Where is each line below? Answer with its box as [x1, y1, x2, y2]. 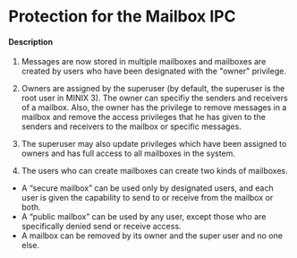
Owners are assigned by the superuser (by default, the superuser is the [21, 83, 285, 94]
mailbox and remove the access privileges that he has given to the [21, 112, 266, 123]
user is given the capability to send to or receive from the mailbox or [21, 193, 274, 203]
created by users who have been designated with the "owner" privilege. [21, 65, 287, 77]
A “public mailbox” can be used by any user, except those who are [21, 211, 267, 222]
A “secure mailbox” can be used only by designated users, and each [21, 183, 274, 193]
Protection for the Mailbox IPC [8, 6, 236, 27]
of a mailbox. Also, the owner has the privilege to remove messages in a [21, 102, 287, 113]
